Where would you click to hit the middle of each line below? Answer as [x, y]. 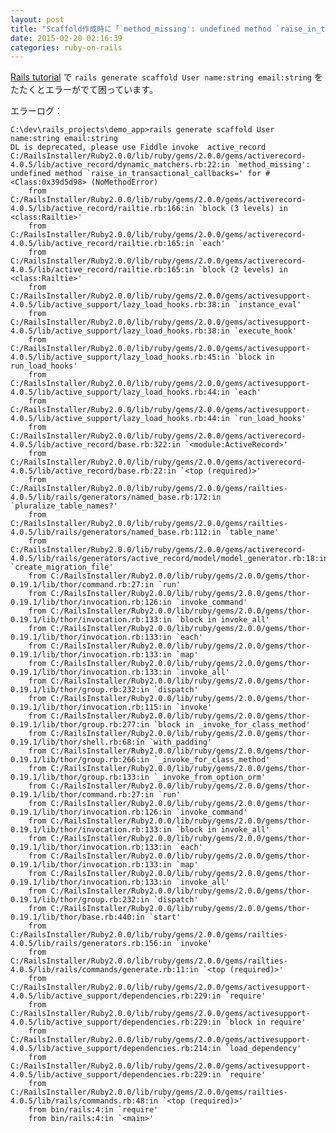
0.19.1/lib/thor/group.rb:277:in [80, 725]
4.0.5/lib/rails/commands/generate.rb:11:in [104, 970]
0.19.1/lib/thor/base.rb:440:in [77, 917]
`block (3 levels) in [243, 209]
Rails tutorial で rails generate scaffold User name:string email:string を [166, 77]
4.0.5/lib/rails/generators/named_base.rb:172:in [116, 497]
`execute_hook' [265, 331]
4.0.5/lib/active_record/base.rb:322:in [96, 445]
